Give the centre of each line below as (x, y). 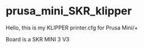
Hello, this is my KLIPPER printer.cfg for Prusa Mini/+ (72, 28)
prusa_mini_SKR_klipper (69, 11)
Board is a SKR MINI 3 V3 (38, 39)
